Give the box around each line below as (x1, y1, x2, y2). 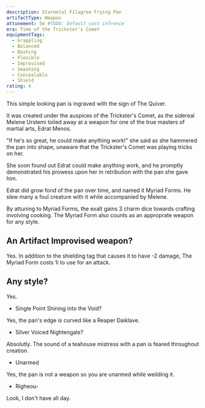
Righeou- (15, 382, 39, 390)
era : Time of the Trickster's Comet (6, 26, 100, 33)
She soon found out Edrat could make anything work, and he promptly (6, 162, 184, 169)
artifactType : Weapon (6, 15, 62, 21)
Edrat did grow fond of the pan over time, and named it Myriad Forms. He (6, 187, 192, 194)
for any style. (6, 218, 40, 225)
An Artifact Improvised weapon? (6, 236, 133, 246)
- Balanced (12, 44, 40, 50)
